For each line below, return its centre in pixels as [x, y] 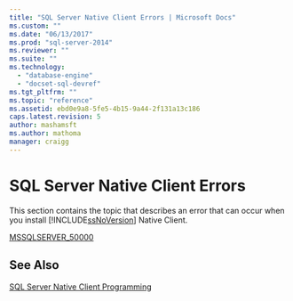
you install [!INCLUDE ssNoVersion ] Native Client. [99, 220]
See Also [34, 265]
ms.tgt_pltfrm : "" [43, 92]
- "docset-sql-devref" [59, 84]
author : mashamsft [43, 126]
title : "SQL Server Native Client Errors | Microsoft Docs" [123, 17]
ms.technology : [37, 68]
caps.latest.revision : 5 [55, 117]
